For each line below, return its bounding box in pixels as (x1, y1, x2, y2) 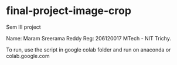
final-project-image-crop (6, 4, 132, 18)
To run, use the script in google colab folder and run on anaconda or (6, 46, 171, 53)
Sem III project (6, 23, 41, 30)
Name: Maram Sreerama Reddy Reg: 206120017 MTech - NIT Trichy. (6, 35, 172, 42)
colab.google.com (6, 52, 50, 59)
